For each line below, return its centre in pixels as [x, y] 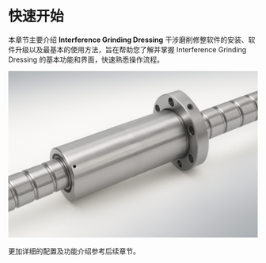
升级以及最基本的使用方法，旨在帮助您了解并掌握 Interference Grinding [131, 49]
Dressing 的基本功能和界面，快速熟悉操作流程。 [86, 59]
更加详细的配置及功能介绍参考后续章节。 [74, 251]
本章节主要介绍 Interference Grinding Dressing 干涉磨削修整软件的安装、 [128, 40]
